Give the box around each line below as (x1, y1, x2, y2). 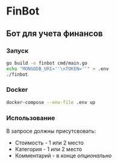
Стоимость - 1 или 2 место (14, 139, 84, 146)
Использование (6, 114, 55, 122)
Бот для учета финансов (6, 28, 104, 39)
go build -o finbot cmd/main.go (6, 60, 87, 66)
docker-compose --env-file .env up (6, 99, 96, 105)
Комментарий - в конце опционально (14, 152, 112, 159)
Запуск (6, 47, 29, 55)
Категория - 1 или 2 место (14, 145, 82, 152)
